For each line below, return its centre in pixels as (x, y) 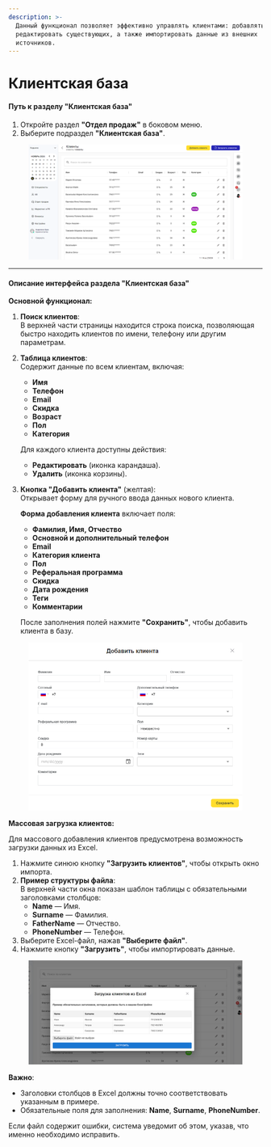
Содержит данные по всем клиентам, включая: (102, 367)
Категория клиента (66, 555)
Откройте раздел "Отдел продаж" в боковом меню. (111, 124)
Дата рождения (60, 589)
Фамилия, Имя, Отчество (77, 529)
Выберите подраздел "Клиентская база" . (92, 133)
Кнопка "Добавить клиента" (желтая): (88, 490)
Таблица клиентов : (54, 358)
